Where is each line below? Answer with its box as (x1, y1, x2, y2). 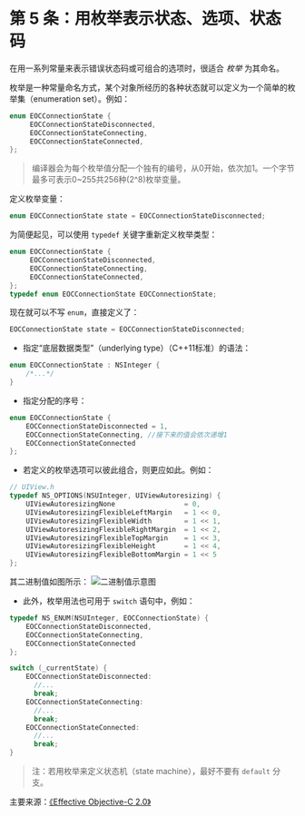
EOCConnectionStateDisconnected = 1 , (25, 421, 169, 431)
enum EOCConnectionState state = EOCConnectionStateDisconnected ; (9, 211, 266, 221)
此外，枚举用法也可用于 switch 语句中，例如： (22, 595, 195, 606)
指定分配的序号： (22, 395, 87, 406)
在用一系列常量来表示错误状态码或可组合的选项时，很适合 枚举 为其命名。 (9, 63, 284, 74)
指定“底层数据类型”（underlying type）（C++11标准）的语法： (22, 342, 251, 354)
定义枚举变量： (9, 193, 65, 204)
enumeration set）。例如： (33, 93, 130, 104)
